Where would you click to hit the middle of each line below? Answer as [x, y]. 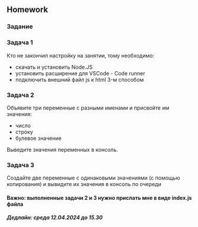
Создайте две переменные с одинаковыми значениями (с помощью [93, 178]
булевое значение [38, 138]
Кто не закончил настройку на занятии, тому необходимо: [80, 55]
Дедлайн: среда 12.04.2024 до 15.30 [55, 218]
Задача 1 [20, 43]
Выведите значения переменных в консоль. [62, 149]
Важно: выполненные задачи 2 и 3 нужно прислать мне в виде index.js [99, 197]
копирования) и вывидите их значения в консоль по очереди [84, 184]
